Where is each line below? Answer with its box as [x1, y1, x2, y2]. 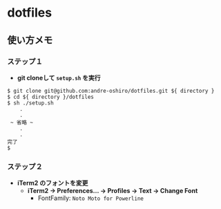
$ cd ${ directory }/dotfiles [7, 93, 95, 100]
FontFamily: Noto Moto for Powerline [37, 194, 144, 202]
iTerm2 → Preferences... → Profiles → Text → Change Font [27, 187, 198, 195]
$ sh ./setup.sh [7, 99, 54, 107]
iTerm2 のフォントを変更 [17, 179, 88, 188]
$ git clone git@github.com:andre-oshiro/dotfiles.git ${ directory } [7, 87, 215, 94]
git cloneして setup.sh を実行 [17, 73, 102, 82]
